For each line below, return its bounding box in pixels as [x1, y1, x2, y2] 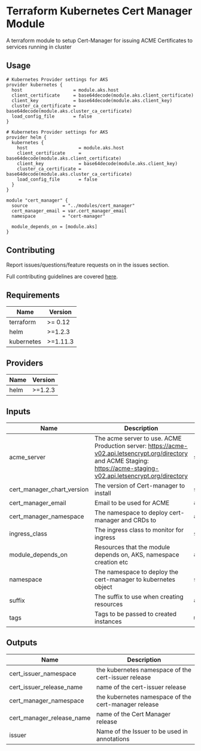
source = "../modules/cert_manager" [11, 202, 135, 208]
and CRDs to [121, 516, 157, 524]
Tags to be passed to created [95, 610, 177, 618]
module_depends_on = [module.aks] [11, 223, 98, 229]
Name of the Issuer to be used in [96, 727, 188, 735]
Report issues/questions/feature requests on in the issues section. [6, 261, 170, 268]
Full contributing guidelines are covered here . [6, 273, 118, 280]
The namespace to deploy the [95, 568, 178, 576]
